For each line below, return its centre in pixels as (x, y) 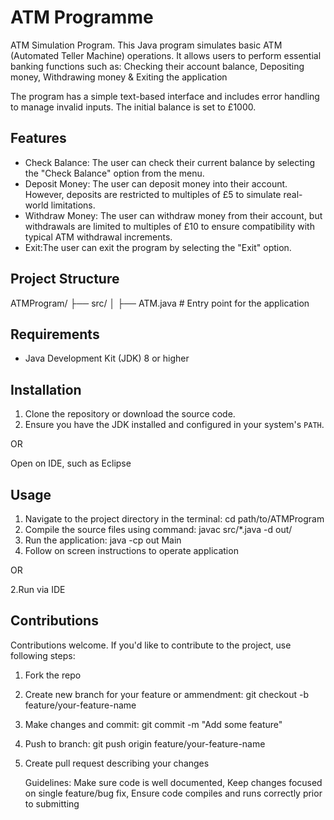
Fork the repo (53, 675)
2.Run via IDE (38, 589)
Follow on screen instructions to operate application (131, 550)
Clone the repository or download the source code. (130, 414)
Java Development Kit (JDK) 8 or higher (107, 358)
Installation (46, 389)
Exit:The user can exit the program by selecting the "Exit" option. (158, 247)
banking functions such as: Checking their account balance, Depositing (157, 66)
